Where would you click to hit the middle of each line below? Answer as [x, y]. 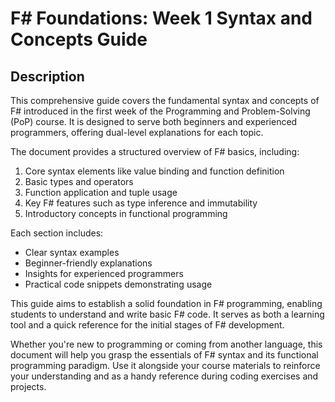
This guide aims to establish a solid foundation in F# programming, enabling [166, 303]
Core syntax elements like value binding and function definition [154, 171]
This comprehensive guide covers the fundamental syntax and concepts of [165, 100]
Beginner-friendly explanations [88, 263]
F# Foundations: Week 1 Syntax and [161, 18]
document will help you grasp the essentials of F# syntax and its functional [164, 355]
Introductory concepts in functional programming [126, 213]
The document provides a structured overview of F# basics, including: [155, 151]
